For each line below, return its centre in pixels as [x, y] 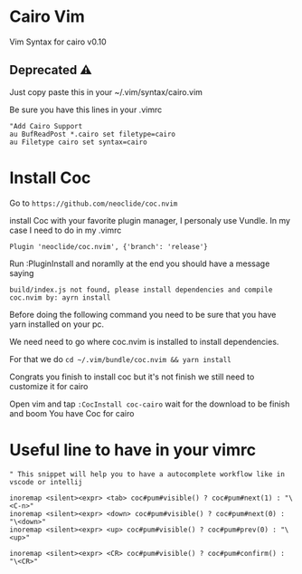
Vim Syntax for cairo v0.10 [58, 42]
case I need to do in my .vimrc [66, 230]
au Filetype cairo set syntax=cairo [78, 142]
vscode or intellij [46, 482]
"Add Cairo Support [46, 126]
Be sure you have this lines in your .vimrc [86, 110]
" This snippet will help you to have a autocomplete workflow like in [147, 474]
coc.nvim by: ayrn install [60, 297]
